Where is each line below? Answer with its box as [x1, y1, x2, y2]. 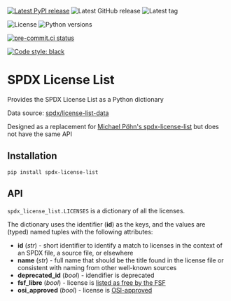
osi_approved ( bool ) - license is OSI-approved [17, 286, 153, 294]
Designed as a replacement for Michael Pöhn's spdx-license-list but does [7, 122, 219, 131]
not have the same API [7, 130, 72, 138]
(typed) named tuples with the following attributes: [7, 227, 153, 236]
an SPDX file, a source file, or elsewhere [17, 248, 134, 257]
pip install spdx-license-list [7, 168, 99, 175]
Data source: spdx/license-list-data [7, 109, 109, 117]
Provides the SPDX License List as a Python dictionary [7, 95, 164, 103]
